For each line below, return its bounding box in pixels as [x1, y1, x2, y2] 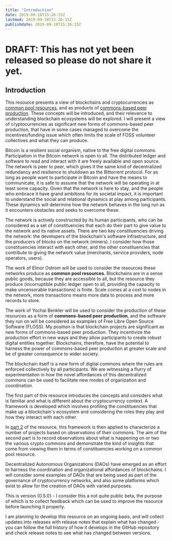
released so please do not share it [5, 55, 152, 66]
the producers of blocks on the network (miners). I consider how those [5, 239, 155, 245]
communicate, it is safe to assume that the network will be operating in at [5, 180, 160, 186]
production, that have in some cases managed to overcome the [5, 126, 139, 133]
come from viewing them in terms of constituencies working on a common [5, 446, 162, 452]
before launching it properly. [5, 504, 66, 510]
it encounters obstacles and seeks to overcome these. [5, 207, 120, 213]
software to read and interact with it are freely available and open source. [5, 158, 160, 164]
